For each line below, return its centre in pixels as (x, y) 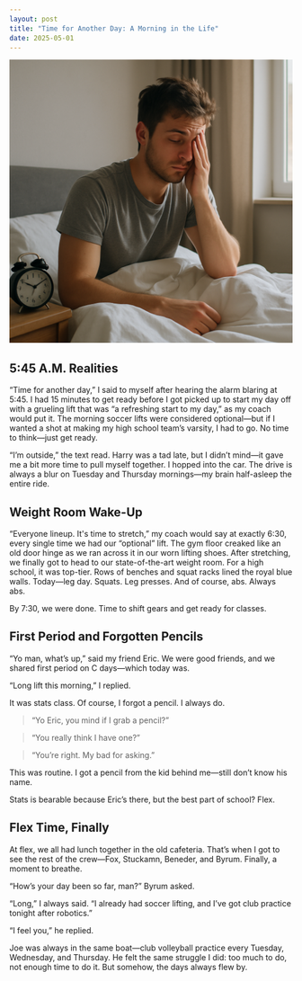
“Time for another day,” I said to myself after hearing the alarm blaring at (143, 390)
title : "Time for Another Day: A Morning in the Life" (114, 28)
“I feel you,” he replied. (52, 930)
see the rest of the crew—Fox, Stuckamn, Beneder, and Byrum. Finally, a (143, 859)
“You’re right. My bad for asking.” (93, 754)
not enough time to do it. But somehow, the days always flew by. (129, 967)
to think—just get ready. (53, 438)
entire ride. (30, 484)
